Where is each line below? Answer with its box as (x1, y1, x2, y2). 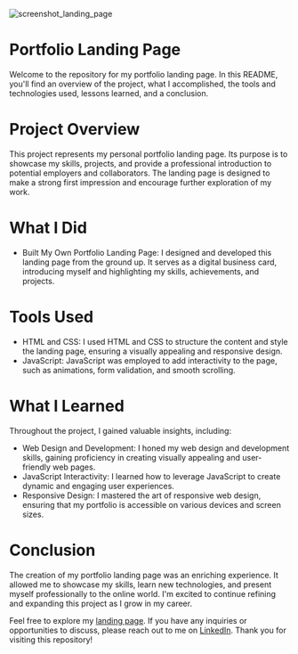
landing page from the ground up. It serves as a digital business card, (21, 257, 278, 267)
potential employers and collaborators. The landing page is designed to (9, 168, 270, 178)
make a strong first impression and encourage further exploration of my (9, 176, 272, 187)
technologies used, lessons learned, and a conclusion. (9, 87, 209, 98)
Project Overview (9, 119, 141, 140)
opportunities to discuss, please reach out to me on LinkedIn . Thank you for (9, 625, 286, 635)
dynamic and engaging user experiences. (21, 480, 175, 491)
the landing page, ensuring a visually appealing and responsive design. (21, 346, 283, 356)
